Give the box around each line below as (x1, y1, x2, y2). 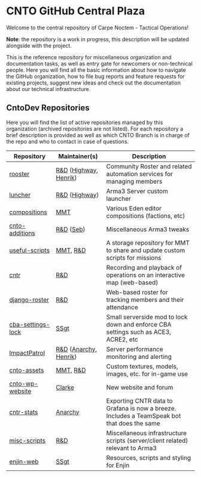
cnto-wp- (9, 379, 38, 388)
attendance (106, 303, 139, 311)
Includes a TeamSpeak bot (106, 412, 181, 420)
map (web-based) (106, 278, 159, 286)
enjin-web (9, 457, 39, 466)
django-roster (9, 295, 50, 304)
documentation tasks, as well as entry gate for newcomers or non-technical (6, 60, 193, 67)
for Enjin (106, 461, 130, 469)
